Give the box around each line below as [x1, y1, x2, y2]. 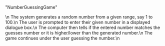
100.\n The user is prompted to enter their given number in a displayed [5, 19, 150, 25]
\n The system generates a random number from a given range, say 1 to [5, 14, 153, 19]
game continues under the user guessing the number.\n [5, 35, 120, 41]
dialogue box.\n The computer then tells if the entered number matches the [5, 24, 160, 30]
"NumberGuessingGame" [5, 4, 57, 10]
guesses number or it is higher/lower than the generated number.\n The [5, 30, 152, 35]
